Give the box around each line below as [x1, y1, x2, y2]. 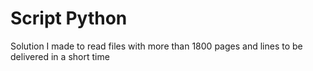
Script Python [10, 7, 128, 30]
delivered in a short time [10, 50, 110, 62]
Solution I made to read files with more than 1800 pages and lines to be [10, 40, 303, 52]
